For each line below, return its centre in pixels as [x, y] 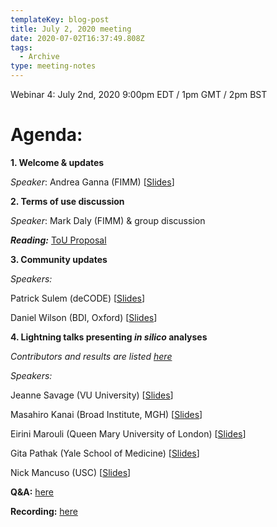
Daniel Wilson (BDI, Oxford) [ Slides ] [84, 317]
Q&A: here [32, 492]
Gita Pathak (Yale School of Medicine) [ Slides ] [105, 453]
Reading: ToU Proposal [58, 240]
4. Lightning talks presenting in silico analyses [109, 337]
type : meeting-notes [53, 66]
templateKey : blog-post [60, 19]
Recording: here [44, 511]
